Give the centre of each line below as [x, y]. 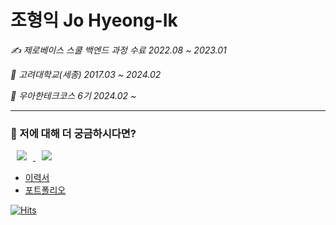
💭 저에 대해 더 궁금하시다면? [73, 133]
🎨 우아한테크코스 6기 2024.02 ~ [73, 95]
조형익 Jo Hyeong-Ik [94, 20]
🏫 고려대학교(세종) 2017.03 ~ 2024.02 [86, 74]
